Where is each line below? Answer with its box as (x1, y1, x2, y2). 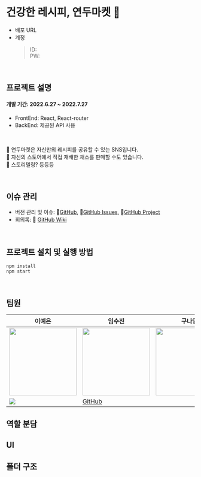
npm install (6, 263, 36, 270)
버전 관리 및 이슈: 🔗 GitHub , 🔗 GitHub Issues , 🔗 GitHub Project (14, 209, 160, 216)
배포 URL (14, 26, 37, 34)
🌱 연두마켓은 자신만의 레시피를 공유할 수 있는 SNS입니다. (6, 146, 139, 153)
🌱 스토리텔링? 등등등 (6, 161, 54, 168)
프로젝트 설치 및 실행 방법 (6, 247, 94, 257)
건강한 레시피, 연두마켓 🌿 (6, 5, 121, 19)
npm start (6, 268, 31, 274)
